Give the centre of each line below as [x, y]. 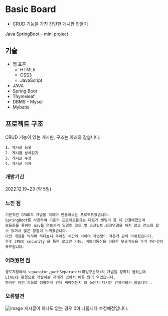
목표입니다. [15, 247]
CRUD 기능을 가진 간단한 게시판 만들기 [50, 24]
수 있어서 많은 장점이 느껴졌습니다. [37, 231]
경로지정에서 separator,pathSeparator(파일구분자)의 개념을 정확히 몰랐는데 [76, 272]
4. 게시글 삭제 [18, 164]
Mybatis [21, 107]
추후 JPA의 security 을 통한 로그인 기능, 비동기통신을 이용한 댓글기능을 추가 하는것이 [84, 242]
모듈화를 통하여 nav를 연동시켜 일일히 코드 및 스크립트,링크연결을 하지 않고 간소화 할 [82, 226]
